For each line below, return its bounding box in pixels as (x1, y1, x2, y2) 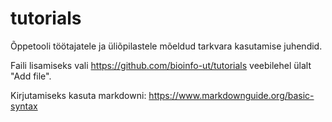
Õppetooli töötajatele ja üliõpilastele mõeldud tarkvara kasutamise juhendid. (10, 40, 323, 52)
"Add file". (10, 70, 52, 82)
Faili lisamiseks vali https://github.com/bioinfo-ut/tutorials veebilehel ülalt (10, 59, 312, 71)
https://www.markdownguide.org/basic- (148, 89, 315, 101)
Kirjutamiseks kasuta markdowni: (10, 89, 147, 101)
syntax (10, 100, 38, 112)
